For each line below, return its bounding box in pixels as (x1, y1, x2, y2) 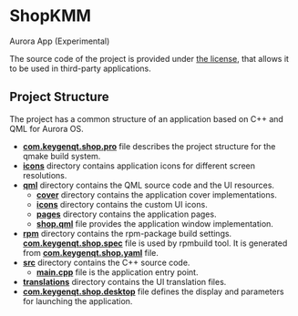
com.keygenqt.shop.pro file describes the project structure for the (22, 140, 276, 151)
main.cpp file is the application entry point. (36, 266, 199, 278)
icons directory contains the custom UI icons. (36, 199, 208, 209)
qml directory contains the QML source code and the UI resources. (22, 179, 275, 190)
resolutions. (22, 169, 67, 180)
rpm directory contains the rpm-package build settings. (22, 228, 232, 239)
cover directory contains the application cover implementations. (36, 189, 278, 200)
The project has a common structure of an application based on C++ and (9, 113, 284, 124)
